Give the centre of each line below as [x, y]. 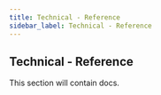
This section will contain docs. [64, 83]
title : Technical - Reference [65, 17]
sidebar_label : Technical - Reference [80, 26]
